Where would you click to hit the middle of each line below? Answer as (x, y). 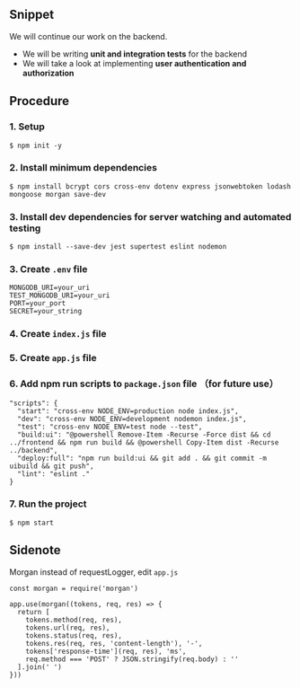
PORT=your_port (38, 304)
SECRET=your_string (46, 312)
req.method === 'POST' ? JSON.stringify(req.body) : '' (132, 659)
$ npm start (31, 523)
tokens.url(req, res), (68, 628)
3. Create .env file (49, 269)
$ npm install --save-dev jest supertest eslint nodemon (118, 247)
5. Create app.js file (53, 358)
